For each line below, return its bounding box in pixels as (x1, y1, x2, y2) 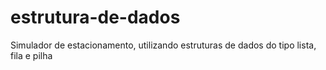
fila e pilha (10, 49, 53, 61)
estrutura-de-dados (10, 6, 181, 29)
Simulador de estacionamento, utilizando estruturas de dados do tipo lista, (10, 39, 317, 51)
